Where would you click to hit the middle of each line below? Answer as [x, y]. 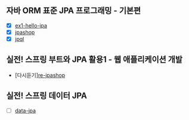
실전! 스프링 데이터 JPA [47, 96]
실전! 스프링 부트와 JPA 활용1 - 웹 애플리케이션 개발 [94, 59]
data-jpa [25, 110]
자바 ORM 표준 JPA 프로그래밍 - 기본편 [74, 11]
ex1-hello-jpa [31, 25]
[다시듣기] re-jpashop [40, 75]
